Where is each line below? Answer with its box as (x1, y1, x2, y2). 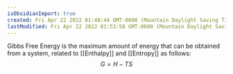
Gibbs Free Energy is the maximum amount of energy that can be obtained (7, 42, 221, 50)
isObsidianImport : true (7, 10, 76, 17)
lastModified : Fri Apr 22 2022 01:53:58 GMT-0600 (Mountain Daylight (7, 23, 213, 30)
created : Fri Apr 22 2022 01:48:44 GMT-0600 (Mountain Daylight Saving (7, 17, 218, 24)
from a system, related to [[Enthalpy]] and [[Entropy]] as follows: (7, 49, 191, 57)
